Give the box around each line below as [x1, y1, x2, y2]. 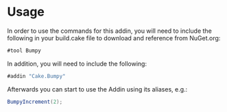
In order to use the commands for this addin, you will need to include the [7, 27, 213, 35]
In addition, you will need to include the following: [7, 59, 147, 68]
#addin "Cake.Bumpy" [7, 72, 67, 79]
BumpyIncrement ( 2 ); [7, 98, 63, 105]
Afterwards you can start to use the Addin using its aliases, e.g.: [7, 85, 188, 93]
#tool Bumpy [7, 47, 41, 54]
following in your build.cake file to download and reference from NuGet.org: [7, 33, 221, 42]
